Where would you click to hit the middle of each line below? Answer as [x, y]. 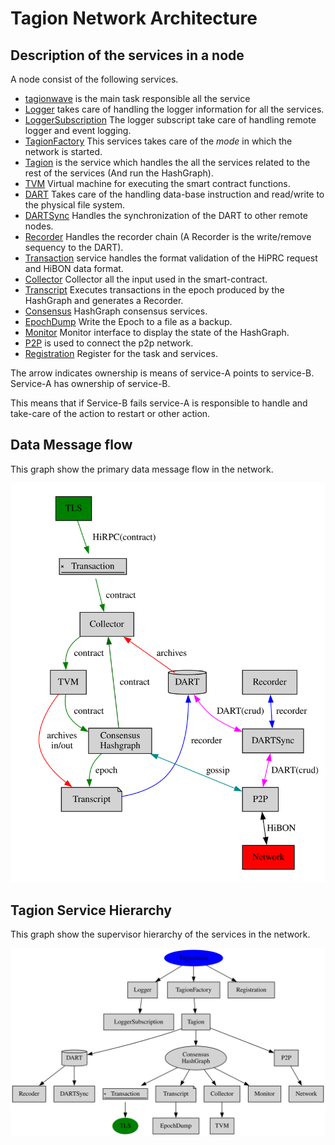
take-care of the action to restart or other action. [110, 413]
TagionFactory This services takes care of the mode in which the [158, 141]
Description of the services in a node [127, 55]
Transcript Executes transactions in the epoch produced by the [154, 290]
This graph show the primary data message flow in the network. [142, 469]
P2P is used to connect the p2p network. [109, 343]
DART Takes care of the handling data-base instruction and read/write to [174, 194]
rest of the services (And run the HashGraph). [119, 173]
